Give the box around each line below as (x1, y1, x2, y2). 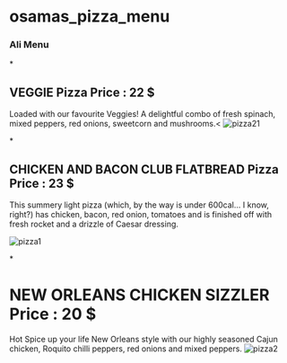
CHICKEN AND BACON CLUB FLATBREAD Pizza (9, 162, 280, 177)
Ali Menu (9, 39, 49, 51)
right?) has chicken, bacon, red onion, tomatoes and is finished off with (9, 209, 273, 220)
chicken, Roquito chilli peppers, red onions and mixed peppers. (9, 343, 242, 354)
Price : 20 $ (9, 304, 97, 324)
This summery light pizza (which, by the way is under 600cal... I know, (9, 199, 269, 210)
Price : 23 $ (9, 175, 74, 190)
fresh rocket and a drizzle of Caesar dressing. (9, 218, 179, 230)
